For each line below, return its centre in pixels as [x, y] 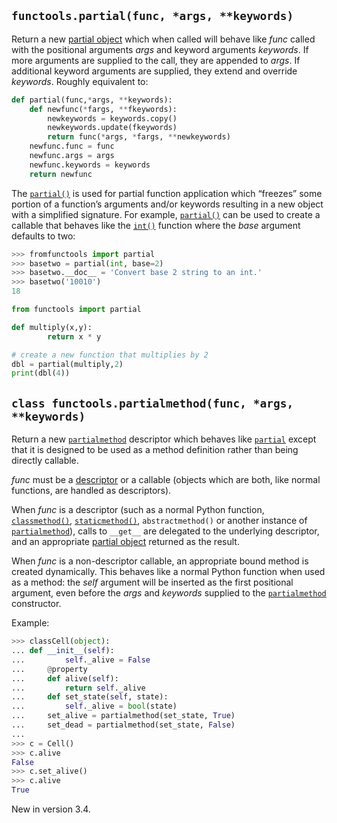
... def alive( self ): [65, 678]
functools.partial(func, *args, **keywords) [152, 16]
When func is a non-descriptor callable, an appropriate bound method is [160, 561]
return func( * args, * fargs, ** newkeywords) [139, 137]
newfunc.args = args [72, 156]
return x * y [74, 336]
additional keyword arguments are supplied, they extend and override [154, 71]
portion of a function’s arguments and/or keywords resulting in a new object [167, 204]
